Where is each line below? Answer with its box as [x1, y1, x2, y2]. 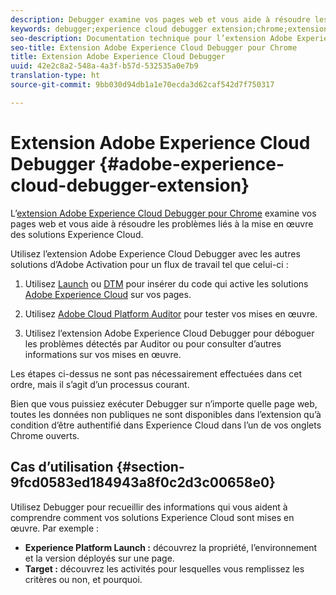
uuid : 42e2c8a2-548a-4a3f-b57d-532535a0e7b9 [10, 61, 199, 71]
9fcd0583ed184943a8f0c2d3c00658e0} [10, 474, 276, 491]
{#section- [116, 459, 185, 476]
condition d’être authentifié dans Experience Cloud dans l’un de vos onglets [10, 419, 322, 431]
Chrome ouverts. [10, 429, 80, 441]
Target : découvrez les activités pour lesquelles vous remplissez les [24, 562, 305, 575]
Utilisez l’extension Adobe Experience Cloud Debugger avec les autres [10, 247, 301, 260]
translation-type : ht [10, 71, 101, 81]
